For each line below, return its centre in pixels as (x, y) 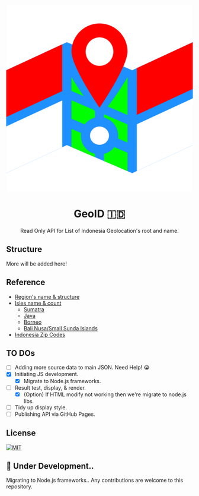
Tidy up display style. (41, 407)
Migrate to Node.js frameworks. (62, 381)
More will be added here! (36, 264)
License (21, 433)
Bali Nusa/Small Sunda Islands (60, 328)
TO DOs (21, 353)
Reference (26, 282)
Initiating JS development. (46, 374)
